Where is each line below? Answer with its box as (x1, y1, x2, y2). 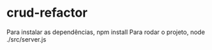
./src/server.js (6, 35, 47, 43)
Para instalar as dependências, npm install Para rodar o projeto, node (6, 28, 205, 36)
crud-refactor (6, 5, 88, 21)
